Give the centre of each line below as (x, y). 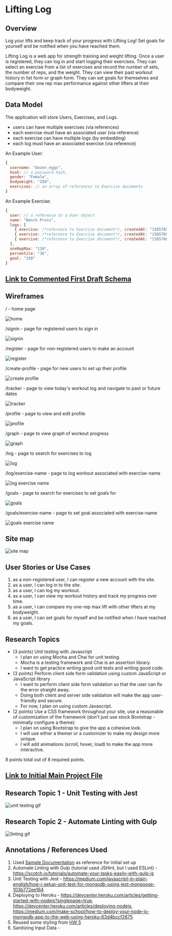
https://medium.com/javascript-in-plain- (106, 879)
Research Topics (33, 639)
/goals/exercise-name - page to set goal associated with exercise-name (81, 513)
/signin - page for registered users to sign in (52, 329)
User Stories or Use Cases (48, 567)
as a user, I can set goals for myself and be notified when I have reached (89, 618)
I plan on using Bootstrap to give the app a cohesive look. (81, 728)
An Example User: (24, 153)
